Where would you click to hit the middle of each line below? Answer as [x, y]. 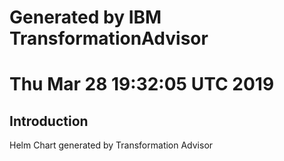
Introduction [49, 121]
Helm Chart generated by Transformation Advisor [111, 145]
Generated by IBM [85, 17]
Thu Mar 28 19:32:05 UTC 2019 [142, 84]
